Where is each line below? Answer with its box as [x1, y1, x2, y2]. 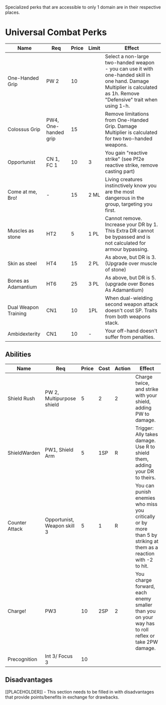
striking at [135, 537, 159, 544]
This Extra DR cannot [105, 227, 154, 234]
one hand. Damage [105, 78, 149, 85]
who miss [135, 500, 158, 507]
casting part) [105, 168, 135, 175]
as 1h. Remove [105, 90, 140, 97]
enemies [135, 494, 156, 501]
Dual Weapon [7, 304, 39, 310]
